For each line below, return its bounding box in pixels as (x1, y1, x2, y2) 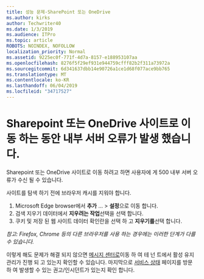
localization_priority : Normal (6, 49, 86, 55)
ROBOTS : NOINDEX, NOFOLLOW (6, 43, 75, 49)
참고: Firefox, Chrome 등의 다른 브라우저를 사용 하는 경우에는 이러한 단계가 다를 (6, 230, 196, 237)
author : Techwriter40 (6, 20, 62, 26)
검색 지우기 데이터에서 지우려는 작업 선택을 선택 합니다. (15, 209, 144, 217)
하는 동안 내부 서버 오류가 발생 (18, 132, 160, 146)
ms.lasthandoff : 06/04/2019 (6, 83, 78, 89)
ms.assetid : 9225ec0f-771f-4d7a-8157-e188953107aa (6, 54, 138, 60)
